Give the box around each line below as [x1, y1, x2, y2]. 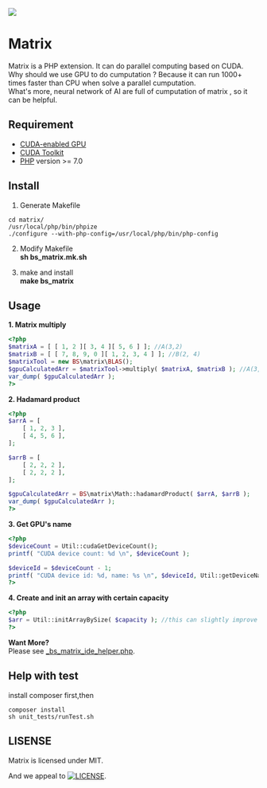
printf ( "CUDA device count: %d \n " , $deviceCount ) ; [8, 549, 191, 557]
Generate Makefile [19, 200, 81, 210]
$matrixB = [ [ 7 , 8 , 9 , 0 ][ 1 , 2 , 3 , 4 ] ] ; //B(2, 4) [8, 350, 201, 358]
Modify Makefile [19, 244, 73, 253]
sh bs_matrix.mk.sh [19, 252, 87, 262]
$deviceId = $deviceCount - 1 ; [8, 564, 112, 572]
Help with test [8, 669, 79, 683]
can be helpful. [8, 95, 58, 104]
